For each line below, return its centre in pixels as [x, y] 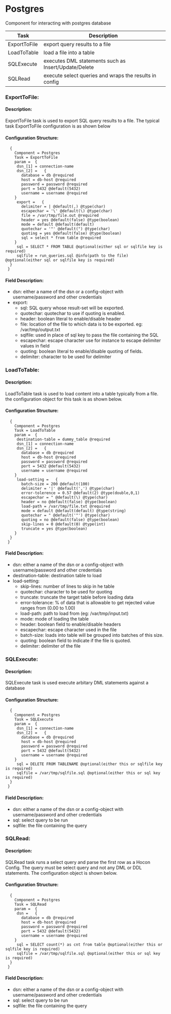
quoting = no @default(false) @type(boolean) [70, 520]
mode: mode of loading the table [54, 619]
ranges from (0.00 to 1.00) [48, 608]
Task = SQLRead [31, 904]
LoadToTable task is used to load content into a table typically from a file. [82, 393]
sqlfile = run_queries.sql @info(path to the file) [73, 256]
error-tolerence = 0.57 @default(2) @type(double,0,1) [80, 493]
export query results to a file [77, 44]
